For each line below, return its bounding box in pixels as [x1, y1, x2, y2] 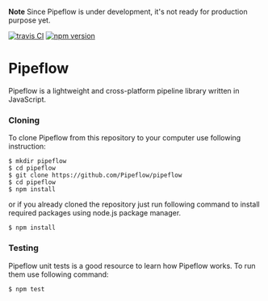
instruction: [8, 141, 46, 152]
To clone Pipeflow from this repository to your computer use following [8, 133, 241, 143]
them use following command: [8, 270, 109, 279]
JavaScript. [8, 94, 47, 104]
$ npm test [8, 285, 45, 293]
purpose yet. [8, 15, 51, 25]
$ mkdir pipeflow [8, 157, 67, 165]
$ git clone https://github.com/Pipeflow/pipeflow [8, 171, 182, 180]
